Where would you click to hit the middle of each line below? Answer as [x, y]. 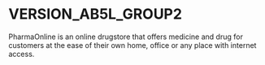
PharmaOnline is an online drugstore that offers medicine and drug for [126, 37]
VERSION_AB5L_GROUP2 [96, 14]
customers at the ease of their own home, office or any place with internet [132, 45]
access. [22, 54]
